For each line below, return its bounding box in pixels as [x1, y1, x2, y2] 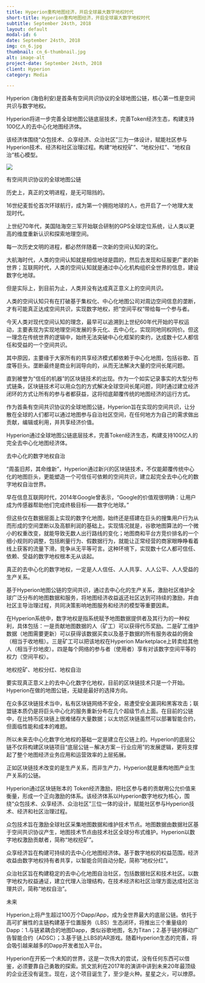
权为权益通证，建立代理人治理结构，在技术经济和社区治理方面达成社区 [16, 878, 193, 885]
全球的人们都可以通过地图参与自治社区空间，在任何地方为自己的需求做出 [16, 411, 199, 419]
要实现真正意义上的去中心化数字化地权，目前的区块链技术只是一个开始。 [6, 679, 188, 686]
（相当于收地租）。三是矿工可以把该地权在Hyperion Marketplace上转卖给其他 [6, 638, 199, 645]
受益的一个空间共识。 [16, 341, 71, 349]
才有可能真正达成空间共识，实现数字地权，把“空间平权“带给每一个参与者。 [6, 305, 193, 313]
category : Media [6, 72, 48, 78]
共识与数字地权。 [6, 102, 49, 110]
